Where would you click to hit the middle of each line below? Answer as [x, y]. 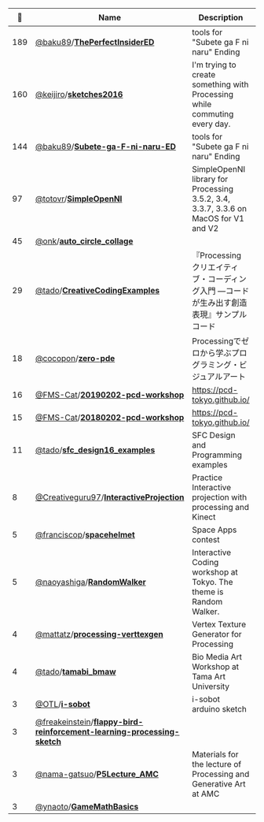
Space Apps [214, 530]
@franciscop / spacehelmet [85, 535]
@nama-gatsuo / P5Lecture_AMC [97, 774]
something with [220, 84]
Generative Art [219, 784]
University [211, 686]
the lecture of [217, 764]
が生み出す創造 [220, 303]
